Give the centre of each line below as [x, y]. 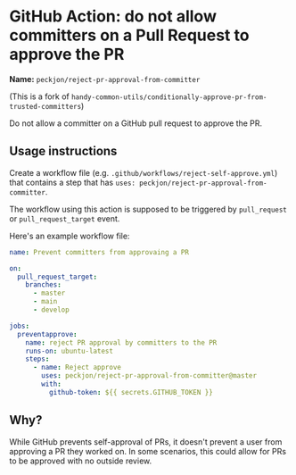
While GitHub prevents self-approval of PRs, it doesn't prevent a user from [146, 442]
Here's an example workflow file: [70, 236]
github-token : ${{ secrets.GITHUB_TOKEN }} [131, 392]
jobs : [19, 326]
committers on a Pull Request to [129, 35]
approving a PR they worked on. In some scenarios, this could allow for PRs [148, 451]
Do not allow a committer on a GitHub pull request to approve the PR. [136, 123]
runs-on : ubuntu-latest [70, 351]
